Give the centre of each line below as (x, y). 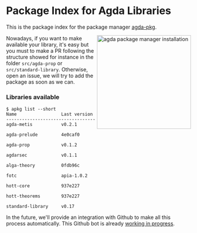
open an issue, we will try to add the (50, 76)
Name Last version (50, 114)
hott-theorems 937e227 (43, 196)
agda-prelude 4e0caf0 (43, 135)
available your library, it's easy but (47, 44)
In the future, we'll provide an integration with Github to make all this (89, 217)
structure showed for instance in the (50, 57)
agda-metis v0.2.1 (42, 125)
